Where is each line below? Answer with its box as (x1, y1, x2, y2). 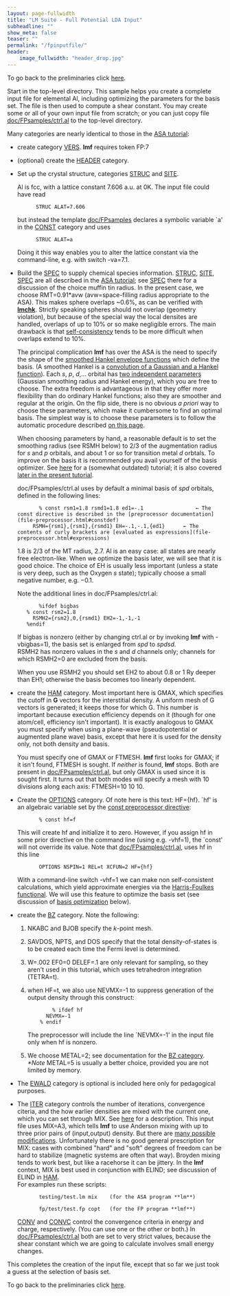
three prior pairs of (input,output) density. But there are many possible (16, 1129, 216, 1137)
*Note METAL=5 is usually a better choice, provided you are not (27, 1058, 209, 1066)
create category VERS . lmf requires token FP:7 (16, 142, 150, 151)
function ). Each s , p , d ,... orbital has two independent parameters (16, 369, 202, 378)
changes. (16, 1246, 44, 1255)
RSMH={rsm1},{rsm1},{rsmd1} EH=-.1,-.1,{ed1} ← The (32, 523, 199, 529)
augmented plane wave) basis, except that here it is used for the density (16, 732, 222, 740)
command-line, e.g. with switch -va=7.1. (16, 255, 130, 263)
